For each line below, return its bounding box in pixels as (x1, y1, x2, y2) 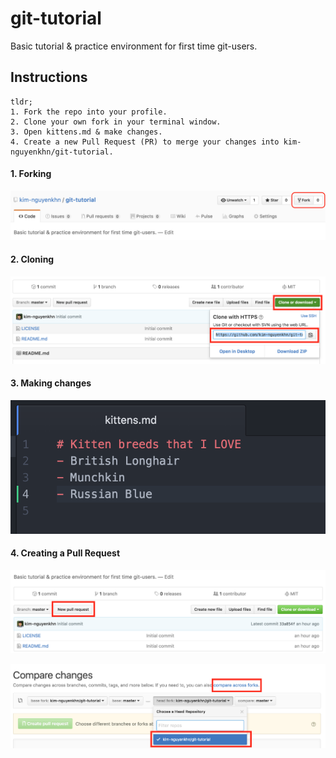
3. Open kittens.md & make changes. (10, 127, 163, 137)
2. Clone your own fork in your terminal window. (10, 117, 222, 127)
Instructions (10, 69, 88, 86)
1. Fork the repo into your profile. (10, 107, 168, 117)
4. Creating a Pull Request (10, 547, 121, 559)
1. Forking (10, 168, 52, 180)
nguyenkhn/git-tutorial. (10, 147, 114, 157)
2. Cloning (10, 253, 55, 266)
